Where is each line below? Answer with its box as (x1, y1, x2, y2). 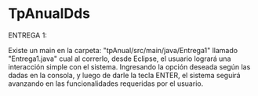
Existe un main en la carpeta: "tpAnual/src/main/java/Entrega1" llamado (8, 45, 238, 55)
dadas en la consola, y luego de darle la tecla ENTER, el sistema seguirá (8, 70, 241, 80)
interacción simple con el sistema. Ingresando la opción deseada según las (8, 62, 251, 71)
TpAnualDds (8, 5, 90, 23)
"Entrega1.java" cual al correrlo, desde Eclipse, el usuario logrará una (8, 54, 231, 63)
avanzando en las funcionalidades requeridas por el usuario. (8, 79, 204, 88)
